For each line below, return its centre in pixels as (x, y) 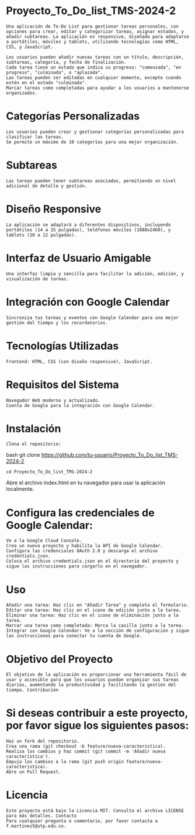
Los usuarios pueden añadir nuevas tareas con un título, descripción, (95, 57)
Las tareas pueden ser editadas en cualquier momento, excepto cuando (94, 77)
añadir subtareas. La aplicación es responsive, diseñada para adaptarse (98, 36)
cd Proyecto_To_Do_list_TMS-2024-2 (49, 472)
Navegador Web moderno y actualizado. (53, 400)
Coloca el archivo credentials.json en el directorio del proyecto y (93, 561)
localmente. (20, 489)
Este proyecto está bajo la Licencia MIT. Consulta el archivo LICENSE (95, 811)
